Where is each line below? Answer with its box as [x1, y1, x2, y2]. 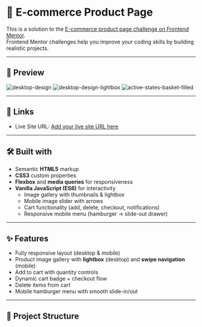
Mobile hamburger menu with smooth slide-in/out [14, 288, 138, 295]
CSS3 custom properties [14, 172, 76, 179]
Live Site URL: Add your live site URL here [14, 123, 118, 130]
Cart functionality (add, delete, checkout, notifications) [23, 204, 160, 211]
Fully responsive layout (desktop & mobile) [14, 249, 120, 257]
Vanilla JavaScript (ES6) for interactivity [14, 185, 116, 192]
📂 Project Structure [6, 311, 79, 321]
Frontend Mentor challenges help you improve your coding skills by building [6, 38, 194, 45]
